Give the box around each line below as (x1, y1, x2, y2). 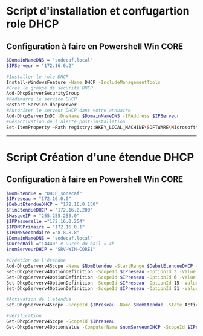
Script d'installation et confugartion (6, 4, 190, 18)
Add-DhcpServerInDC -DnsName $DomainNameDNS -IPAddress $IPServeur (6, 113, 180, 119)
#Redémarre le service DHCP (6, 96, 77, 102)
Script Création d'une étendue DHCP (6, 150, 195, 164)
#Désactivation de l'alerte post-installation (6, 118, 126, 124)
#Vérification (6, 313, 42, 319)
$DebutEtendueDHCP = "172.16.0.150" (6, 201, 98, 208)
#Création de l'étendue (6, 257, 66, 263)
